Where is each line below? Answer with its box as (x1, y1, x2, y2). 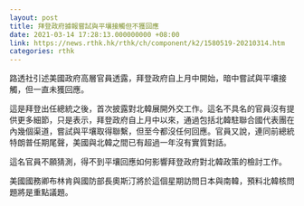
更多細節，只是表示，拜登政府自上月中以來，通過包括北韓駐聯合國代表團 (16, 115, 287, 126)
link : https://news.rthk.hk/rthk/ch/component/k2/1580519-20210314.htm (9, 38, 285, 48)
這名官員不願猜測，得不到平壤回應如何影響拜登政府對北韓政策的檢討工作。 (9, 156, 287, 167)
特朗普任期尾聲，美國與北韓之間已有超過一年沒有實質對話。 (9, 137, 232, 148)
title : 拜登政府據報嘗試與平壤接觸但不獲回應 (9, 22, 160, 31)
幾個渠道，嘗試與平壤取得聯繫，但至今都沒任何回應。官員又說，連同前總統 (16, 126, 295, 136)
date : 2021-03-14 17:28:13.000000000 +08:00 (9, 30, 180, 39)
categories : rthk (9, 47, 75, 56)
